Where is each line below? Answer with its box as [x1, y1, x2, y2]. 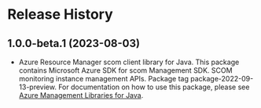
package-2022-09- [190, 74, 254, 83]
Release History [7, 5, 113, 23]
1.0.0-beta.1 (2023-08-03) [7, 37, 141, 50]
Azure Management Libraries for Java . [18, 91, 144, 99]
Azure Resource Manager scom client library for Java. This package [18, 57, 240, 67]
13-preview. [18, 82, 57, 92]
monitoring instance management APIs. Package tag [18, 74, 189, 83]
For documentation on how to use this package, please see [57, 82, 250, 92]
